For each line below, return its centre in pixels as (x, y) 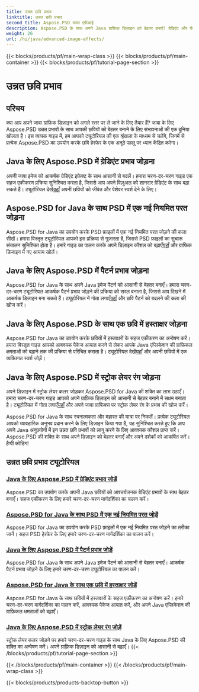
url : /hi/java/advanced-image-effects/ (55, 39)
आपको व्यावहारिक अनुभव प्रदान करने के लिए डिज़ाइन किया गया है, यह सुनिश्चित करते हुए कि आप (96, 424)
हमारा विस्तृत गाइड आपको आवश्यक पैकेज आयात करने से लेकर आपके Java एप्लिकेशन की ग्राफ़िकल (99, 345)
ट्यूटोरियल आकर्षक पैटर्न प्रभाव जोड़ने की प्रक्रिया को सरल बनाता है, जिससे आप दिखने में (105, 291)
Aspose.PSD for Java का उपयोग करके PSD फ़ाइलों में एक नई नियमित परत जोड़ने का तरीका (98, 527)
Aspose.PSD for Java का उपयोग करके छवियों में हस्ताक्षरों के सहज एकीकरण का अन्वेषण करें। (98, 338)
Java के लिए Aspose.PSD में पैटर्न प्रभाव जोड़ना (78, 271)
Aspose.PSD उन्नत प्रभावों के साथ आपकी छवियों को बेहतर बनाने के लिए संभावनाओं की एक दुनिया (98, 129)
